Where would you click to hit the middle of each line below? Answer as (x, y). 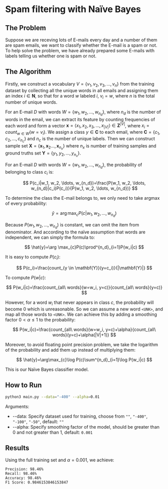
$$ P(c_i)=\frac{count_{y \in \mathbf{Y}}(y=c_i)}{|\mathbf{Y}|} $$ (84, 268)
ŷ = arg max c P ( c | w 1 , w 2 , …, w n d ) (84, 214)
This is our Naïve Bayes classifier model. (47, 369)
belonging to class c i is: (29, 173)
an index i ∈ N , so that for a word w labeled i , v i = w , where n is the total (80, 96)
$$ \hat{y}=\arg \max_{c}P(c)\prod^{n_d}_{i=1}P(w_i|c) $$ (84, 247)
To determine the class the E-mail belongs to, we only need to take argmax (82, 198)
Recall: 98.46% (21, 474)
